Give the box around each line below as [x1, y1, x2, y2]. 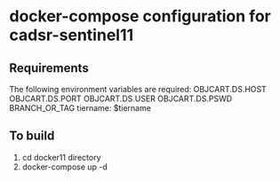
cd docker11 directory [21, 152, 101, 162]
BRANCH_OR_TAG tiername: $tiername [9, 103, 151, 113]
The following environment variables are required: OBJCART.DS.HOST [9, 84, 267, 94]
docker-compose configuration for [9, 6, 271, 27]
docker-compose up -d [21, 161, 108, 172]
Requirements [9, 60, 89, 75]
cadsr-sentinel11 [9, 25, 134, 45]
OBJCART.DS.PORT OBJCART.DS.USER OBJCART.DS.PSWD [9, 93, 233, 104]
